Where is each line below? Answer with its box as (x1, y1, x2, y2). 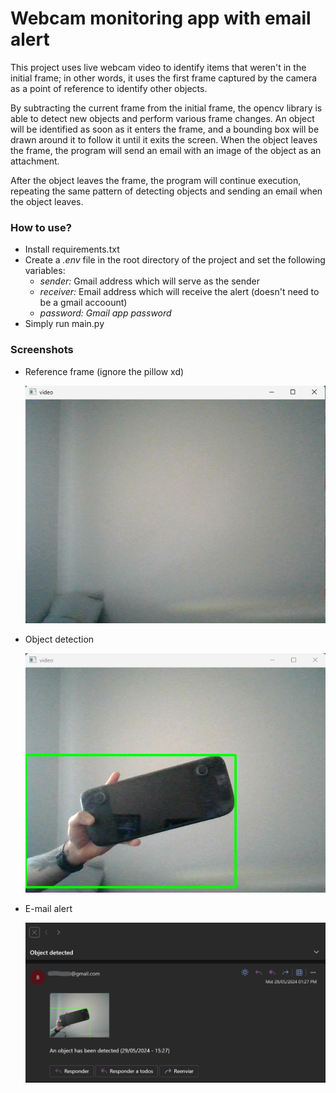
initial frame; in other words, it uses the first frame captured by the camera (10, 72, 318, 84)
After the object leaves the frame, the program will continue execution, (10, 174, 302, 186)
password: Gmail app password (39, 307, 172, 319)
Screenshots (10, 343, 74, 357)
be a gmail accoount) (39, 297, 128, 309)
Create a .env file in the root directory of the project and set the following (24, 254, 326, 266)
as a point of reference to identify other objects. (10, 82, 208, 94)
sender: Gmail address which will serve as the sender (39, 275, 261, 287)
